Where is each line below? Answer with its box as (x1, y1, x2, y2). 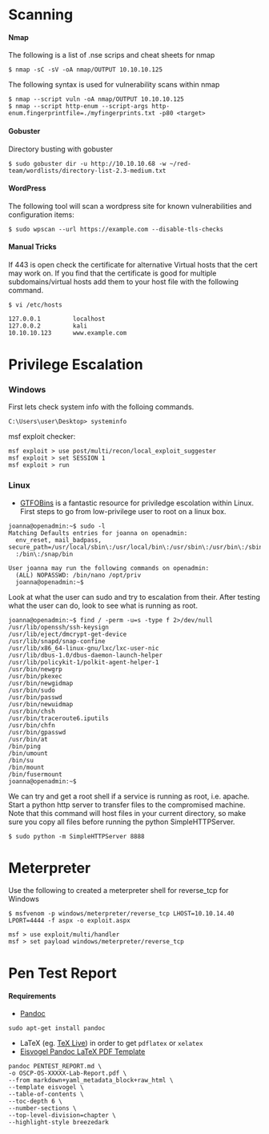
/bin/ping (8, 742, 42, 750)
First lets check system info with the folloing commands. (8, 402, 195, 412)
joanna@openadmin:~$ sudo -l (8, 522, 106, 530)
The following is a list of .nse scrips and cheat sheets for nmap (8, 50, 215, 60)
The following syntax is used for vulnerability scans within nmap (8, 80, 220, 90)
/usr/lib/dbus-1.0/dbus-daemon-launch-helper (8, 651, 163, 659)
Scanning (8, 6, 74, 24)
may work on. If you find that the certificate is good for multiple (8, 268, 217, 278)
